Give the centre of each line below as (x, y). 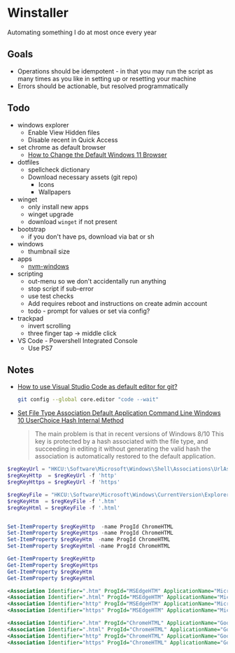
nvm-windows (48, 266)
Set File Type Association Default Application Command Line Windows (119, 413)
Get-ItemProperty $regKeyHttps (53, 565)
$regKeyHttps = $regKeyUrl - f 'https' (64, 482)
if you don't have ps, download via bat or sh (91, 237)
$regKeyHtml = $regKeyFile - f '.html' (64, 508)
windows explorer (43, 125)
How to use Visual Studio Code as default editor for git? (98, 387)
